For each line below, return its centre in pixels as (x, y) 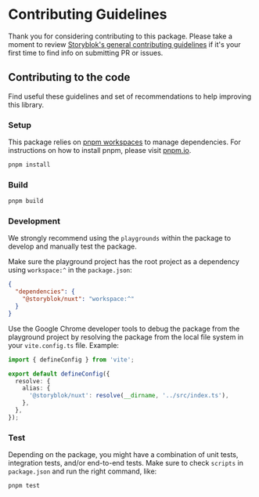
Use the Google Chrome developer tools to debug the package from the (124, 328)
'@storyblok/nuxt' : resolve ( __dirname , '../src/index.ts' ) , (129, 396)
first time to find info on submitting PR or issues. (86, 53)
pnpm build (26, 201)
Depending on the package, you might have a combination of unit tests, (123, 455)
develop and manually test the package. (72, 247)
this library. (26, 104)
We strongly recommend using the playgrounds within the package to (120, 238)
